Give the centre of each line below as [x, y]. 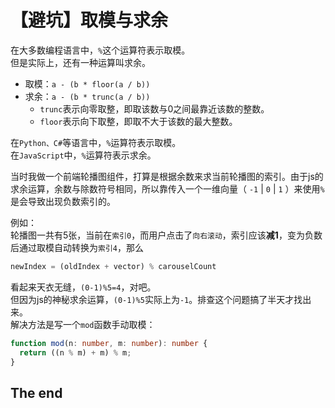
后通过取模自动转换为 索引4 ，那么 [77, 247]
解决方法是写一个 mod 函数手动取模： [83, 324]
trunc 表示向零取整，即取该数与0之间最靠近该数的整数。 [154, 108]
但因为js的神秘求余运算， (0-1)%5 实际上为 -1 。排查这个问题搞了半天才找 [156, 299]
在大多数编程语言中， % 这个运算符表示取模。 [100, 50]
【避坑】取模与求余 [89, 20]
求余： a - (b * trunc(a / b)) [87, 96]
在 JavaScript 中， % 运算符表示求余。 [83, 155]
